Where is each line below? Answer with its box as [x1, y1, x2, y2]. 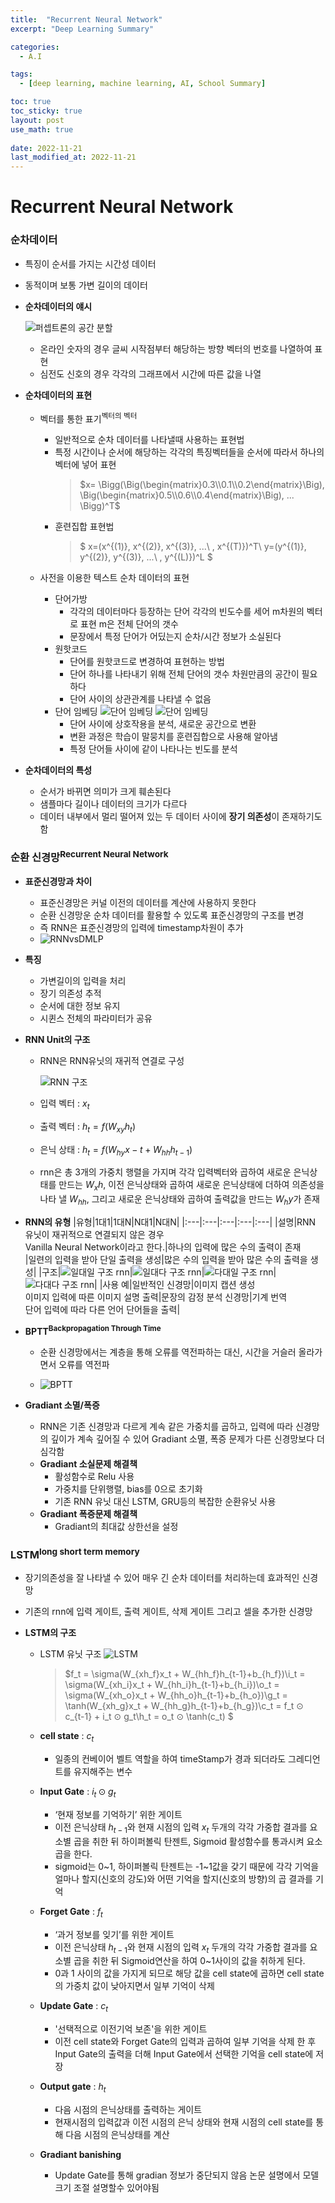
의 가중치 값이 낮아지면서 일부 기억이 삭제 [54, 1980, 215, 1992]
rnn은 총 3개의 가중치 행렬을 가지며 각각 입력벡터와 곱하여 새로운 [39, 1166, 292, 1178]
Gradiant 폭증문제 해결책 [39, 1507, 138, 1520]
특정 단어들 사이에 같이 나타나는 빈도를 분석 [69, 743, 238, 755]
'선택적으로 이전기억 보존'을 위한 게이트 [54, 2023, 208, 2035]
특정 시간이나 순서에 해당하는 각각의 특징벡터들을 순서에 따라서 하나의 [54, 446, 325, 458]
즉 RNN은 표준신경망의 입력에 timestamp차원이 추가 [39, 922, 244, 934]
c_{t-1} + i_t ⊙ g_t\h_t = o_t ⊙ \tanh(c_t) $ [64, 1711, 234, 1723]
